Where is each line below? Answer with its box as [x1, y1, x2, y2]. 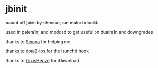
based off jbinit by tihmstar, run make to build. [5, 20, 99, 25]
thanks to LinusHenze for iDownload [5, 57, 79, 63]
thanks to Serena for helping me [5, 38, 71, 45]
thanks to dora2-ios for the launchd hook [5, 48, 89, 54]
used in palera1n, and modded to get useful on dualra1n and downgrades [5, 29, 153, 35]
